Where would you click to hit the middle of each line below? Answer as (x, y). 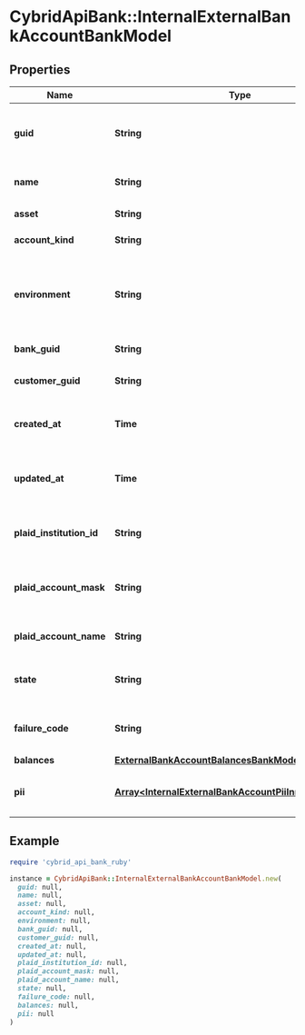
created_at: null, (53, 946)
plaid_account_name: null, (69, 980)
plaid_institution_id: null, (73, 963)
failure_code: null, (56, 997)
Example (34, 841)
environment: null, (54, 921)
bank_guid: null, (50, 929)
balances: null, (48, 1005)
